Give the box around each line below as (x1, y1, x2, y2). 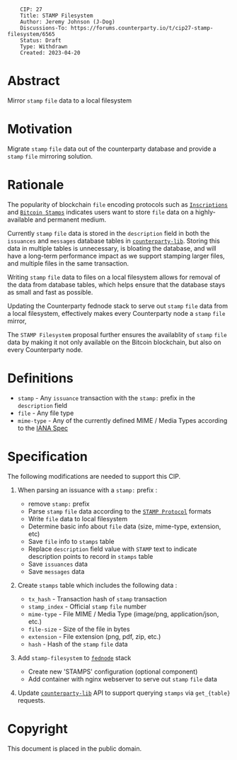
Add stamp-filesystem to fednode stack (17, 653, 132, 662)
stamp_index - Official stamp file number (28, 602, 147, 611)
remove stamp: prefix (28, 499, 90, 508)
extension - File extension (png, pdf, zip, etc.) (28, 632, 161, 640)
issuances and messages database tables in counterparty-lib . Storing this (7, 237, 221, 245)
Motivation (7, 121, 73, 137)
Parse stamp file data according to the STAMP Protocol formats (28, 506, 212, 516)
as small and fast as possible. (7, 288, 93, 296)
